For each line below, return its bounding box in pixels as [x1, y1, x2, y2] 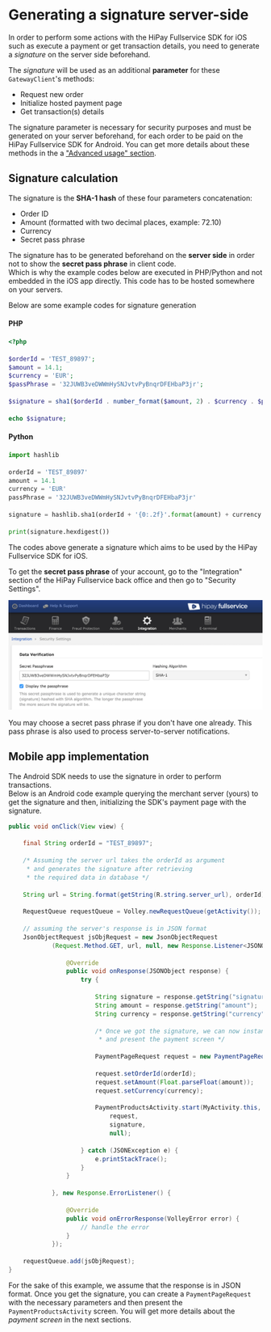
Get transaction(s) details [19, 107, 105, 116]
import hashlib [8, 450, 60, 459]
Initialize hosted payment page [19, 98, 123, 108]
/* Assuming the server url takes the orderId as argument [23, 856, 226, 865]
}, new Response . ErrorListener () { [51, 1189, 172, 1198]
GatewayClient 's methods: [8, 74, 95, 83]
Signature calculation [8, 171, 119, 185]
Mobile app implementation [8, 750, 149, 763]
